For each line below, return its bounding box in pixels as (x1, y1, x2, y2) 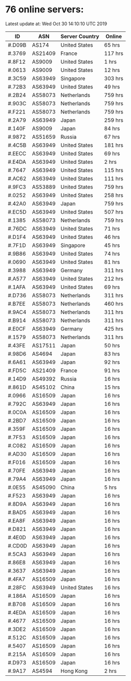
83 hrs (104, 350, 120, 357)
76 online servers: (5, 4, 84, 15)
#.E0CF (8, 325, 26, 332)
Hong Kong (60, 667, 88, 674)
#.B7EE (8, 300, 26, 307)
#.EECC (8, 150, 27, 157)
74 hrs (104, 250, 120, 257)
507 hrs (104, 208, 124, 215)
